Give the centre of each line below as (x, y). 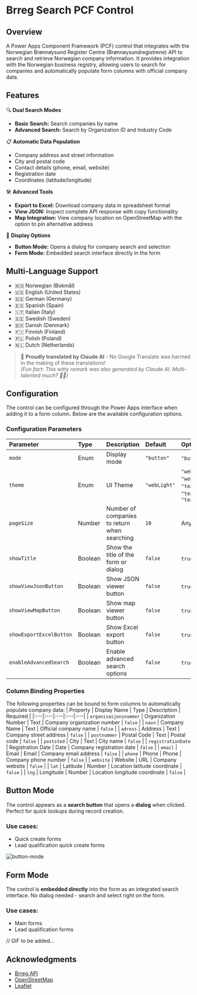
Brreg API (26, 973)
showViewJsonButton (36, 586)
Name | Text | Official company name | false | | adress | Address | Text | (93, 729)
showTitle (23, 558)
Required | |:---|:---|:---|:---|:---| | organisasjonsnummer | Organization (91, 716)
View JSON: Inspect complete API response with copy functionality (96, 211)
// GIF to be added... (30, 941)
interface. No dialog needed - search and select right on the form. (86, 895)
